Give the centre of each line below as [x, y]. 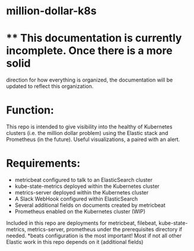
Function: [30, 110]
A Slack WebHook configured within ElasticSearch [76, 199]
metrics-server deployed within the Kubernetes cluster [82, 192]
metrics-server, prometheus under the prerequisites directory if [105, 229]
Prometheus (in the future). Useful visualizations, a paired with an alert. [93, 139]
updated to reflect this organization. [50, 86]
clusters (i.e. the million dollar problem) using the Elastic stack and [87, 133]
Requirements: [43, 163]
